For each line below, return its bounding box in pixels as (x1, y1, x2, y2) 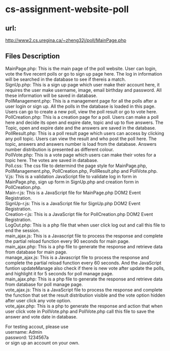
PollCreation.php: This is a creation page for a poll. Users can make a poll (5, 114, 159, 120)
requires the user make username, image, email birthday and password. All (5, 87, 162, 93)
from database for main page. (5, 249, 67, 255)
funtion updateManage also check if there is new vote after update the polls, (5, 265, 165, 271)
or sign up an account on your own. (5, 339, 80, 346)
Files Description (5, 52, 60, 60)
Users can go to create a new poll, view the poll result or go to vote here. (5, 108, 157, 115)
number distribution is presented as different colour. (5, 146, 114, 152)
